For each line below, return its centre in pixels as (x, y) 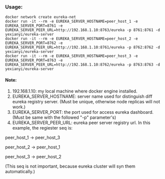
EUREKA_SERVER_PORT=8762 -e (34, 43)
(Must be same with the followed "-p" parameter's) (64, 117)
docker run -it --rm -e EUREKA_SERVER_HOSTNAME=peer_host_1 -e (72, 22)
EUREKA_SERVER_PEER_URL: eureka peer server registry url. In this (81, 123)
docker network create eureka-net (41, 17)
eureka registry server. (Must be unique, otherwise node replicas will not (86, 101)
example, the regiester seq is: (42, 128)
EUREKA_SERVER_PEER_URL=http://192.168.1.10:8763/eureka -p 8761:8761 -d (83, 30)
